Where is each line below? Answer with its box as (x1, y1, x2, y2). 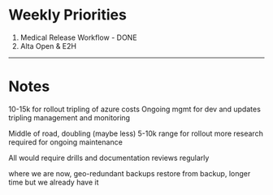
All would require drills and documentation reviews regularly (8, 153, 210, 162)
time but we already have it (8, 177, 99, 187)
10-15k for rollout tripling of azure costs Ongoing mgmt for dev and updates (8, 104, 262, 114)
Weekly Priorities (8, 6, 128, 24)
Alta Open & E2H (19, 41, 77, 50)
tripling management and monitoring (8, 112, 131, 123)
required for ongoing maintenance (8, 136, 123, 147)
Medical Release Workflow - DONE (19, 32, 137, 42)
